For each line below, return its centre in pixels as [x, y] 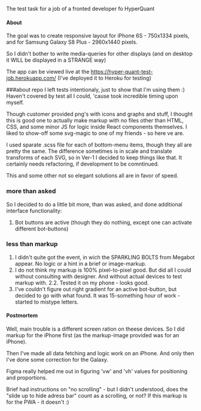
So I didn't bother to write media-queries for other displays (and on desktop [100, 54]
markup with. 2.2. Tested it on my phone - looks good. [82, 283]
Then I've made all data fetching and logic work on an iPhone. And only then [100, 353]
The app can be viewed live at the [48, 72]
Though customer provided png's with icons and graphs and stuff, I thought [100, 114]
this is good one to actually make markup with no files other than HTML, [95, 121]
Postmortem [22, 316]
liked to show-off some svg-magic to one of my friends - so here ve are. [95, 133]
